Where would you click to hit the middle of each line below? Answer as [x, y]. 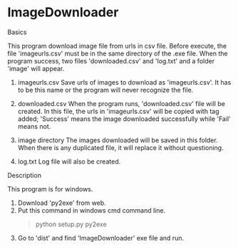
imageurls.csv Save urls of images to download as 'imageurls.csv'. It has [124, 82]
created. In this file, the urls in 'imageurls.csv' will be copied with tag [118, 111]
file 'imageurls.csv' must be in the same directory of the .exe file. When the [118, 53]
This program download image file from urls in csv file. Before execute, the [117, 46]
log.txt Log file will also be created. [69, 161]
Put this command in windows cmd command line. [92, 210]
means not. [34, 126]
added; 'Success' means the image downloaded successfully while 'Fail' [124, 119]
